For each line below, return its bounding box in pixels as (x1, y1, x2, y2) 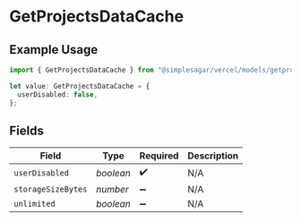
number (95, 184, 129, 196)
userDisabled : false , (17, 90, 99, 99)
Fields (9, 123, 45, 138)
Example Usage (9, 42, 99, 57)
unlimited (13, 199, 56, 209)
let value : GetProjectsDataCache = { (9, 81, 150, 90)
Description (187, 149, 239, 162)
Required (139, 149, 179, 162)
